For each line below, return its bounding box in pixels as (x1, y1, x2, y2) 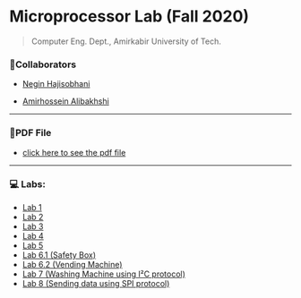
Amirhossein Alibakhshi (21, 96, 109, 106)
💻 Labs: (9, 178, 47, 191)
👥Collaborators (9, 58, 77, 71)
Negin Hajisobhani (21, 79, 90, 89)
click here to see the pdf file (21, 147, 126, 158)
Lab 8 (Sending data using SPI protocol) (21, 277, 170, 288)
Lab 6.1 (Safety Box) (21, 249, 97, 260)
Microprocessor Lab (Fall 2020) (9, 6, 249, 27)
